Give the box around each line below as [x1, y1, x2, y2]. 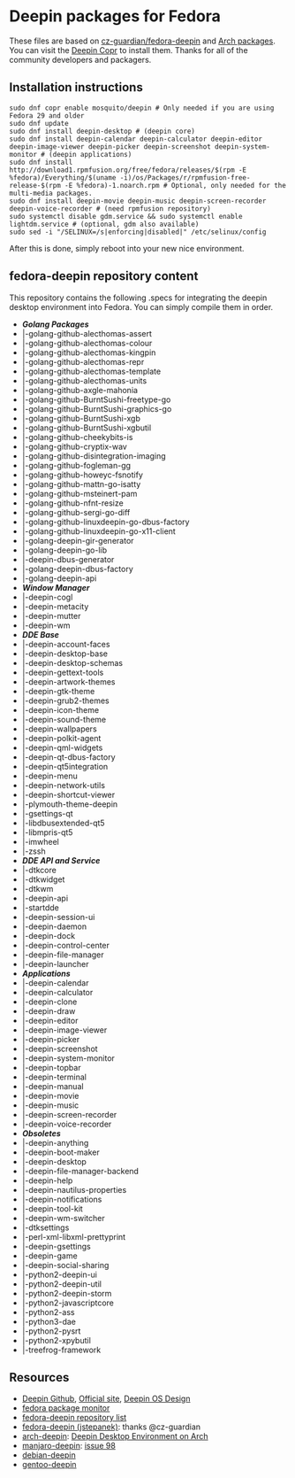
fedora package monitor [21, 1403, 110, 1413]
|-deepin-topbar [21, 1062, 81, 1072]
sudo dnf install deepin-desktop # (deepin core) [9, 127, 196, 135]
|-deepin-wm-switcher [21, 1212, 106, 1223]
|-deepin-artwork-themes [21, 676, 117, 687]
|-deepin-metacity [21, 600, 89, 612]
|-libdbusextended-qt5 [21, 817, 105, 828]
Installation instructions [9, 80, 143, 95]
